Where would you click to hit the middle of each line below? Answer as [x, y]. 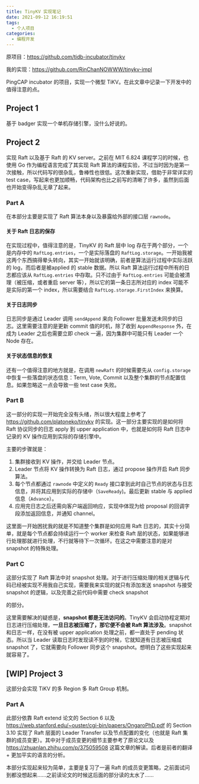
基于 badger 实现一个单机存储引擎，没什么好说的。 [68, 123]
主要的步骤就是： [27, 449]
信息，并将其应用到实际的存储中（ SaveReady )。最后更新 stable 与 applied [103, 491]
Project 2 [23, 143]
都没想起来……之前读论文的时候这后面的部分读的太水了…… [82, 775]
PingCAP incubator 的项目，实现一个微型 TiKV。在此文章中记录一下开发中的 [99, 82]
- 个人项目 [23, 28]
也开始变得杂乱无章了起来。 [40, 187]
